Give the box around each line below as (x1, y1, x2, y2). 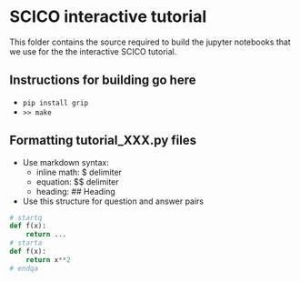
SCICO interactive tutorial (9, 6, 207, 27)
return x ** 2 (25, 255, 71, 265)
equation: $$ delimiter (35, 176, 120, 187)
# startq (9, 213, 43, 222)
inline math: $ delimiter (35, 166, 123, 177)
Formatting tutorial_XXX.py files (9, 133, 197, 148)
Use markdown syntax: (22, 156, 109, 167)
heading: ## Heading (35, 186, 115, 196)
